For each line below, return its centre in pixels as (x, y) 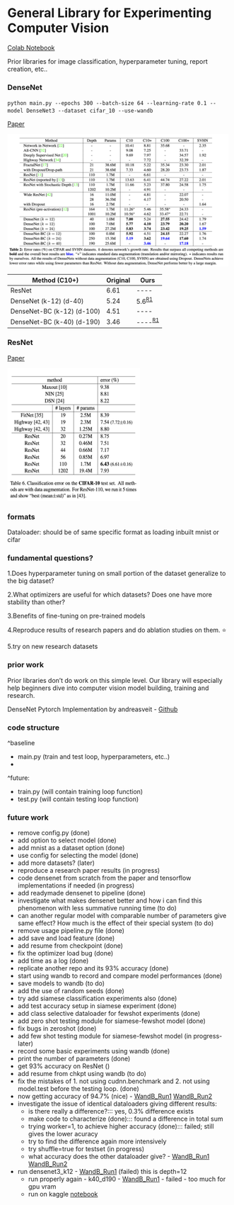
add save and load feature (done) (66, 938)
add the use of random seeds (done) (71, 991)
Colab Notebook (31, 47)
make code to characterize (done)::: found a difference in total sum (125, 1119)
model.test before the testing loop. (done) (78, 1089)
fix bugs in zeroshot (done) (57, 1029)
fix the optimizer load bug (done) (65, 954)
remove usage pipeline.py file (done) (71, 931)
